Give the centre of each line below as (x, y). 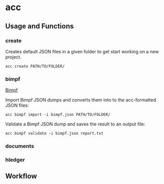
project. (13, 57)
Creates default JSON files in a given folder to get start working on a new (82, 51)
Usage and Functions (39, 26)
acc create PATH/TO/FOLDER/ (35, 66)
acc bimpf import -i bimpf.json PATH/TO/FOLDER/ (58, 115)
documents (20, 146)
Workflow (21, 176)
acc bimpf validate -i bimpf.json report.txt (54, 134)
